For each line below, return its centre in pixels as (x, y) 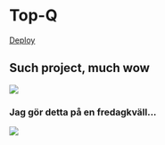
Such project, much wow (79, 68)
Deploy (22, 40)
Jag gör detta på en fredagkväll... (83, 112)
